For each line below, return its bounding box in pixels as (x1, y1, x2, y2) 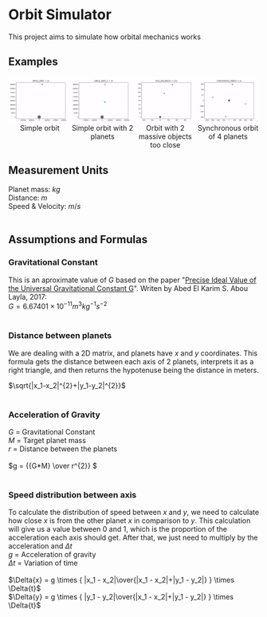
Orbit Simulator (8, 6, 112, 24)
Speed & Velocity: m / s (8, 202, 81, 211)
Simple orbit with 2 (71, 124, 134, 133)
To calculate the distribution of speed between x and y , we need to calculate (8, 508, 260, 517)
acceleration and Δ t (8, 541, 73, 551)
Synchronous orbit (198, 124, 259, 133)
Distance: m (8, 193, 48, 202)
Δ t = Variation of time (8, 558, 78, 568)
